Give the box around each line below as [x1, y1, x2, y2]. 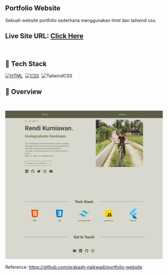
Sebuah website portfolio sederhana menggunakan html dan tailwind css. [5, 17, 156, 23]
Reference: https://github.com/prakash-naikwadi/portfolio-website [5, 264, 142, 270]
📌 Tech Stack [5, 60, 47, 68]
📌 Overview [5, 87, 42, 96]
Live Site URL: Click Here [5, 32, 83, 41]
